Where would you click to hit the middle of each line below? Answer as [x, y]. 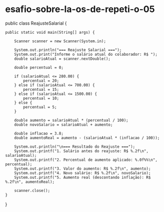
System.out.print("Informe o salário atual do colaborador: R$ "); [86, 54]
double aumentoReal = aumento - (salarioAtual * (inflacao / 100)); [87, 138]
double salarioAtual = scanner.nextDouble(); [62, 59]
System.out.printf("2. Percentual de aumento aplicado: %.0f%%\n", [86, 160]
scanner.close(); [32, 190]
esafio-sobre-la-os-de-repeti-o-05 [80, 9]
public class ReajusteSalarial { [36, 23]
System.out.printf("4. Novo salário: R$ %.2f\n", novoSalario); [82, 173]
